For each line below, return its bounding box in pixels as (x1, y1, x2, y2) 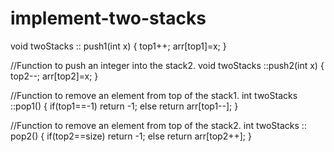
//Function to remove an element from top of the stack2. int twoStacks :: (10, 119, 307, 131)
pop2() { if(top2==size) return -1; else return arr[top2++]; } (10, 130, 252, 142)
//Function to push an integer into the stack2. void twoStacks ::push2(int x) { (10, 59, 325, 71)
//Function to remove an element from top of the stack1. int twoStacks (10, 89, 298, 101)
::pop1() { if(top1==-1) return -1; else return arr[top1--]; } (10, 100, 239, 112)
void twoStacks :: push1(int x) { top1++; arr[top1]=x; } (10, 40, 227, 52)
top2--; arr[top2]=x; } (10, 70, 99, 82)
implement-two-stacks (10, 7, 207, 30)
